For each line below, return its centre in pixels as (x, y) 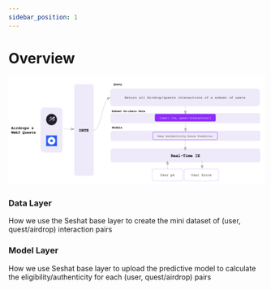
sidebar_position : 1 (43, 17)
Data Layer (30, 203)
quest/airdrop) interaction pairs (60, 229)
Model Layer (34, 250)
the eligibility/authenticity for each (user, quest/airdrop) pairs (110, 277)
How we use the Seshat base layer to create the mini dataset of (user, (125, 221)
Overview (42, 58)
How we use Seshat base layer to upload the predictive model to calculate (132, 268)
